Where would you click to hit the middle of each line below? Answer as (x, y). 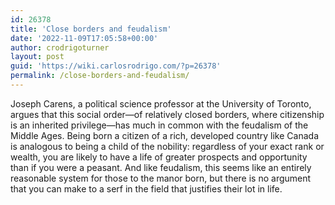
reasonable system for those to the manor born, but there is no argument (161, 178)
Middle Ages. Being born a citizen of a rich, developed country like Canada (164, 135)
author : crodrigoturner (60, 47)
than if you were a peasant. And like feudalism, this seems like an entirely (161, 167)
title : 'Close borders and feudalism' (91, 29)
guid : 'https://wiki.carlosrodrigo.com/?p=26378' (116, 66)
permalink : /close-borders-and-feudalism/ (100, 76)
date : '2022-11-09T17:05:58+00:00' (84, 38)
